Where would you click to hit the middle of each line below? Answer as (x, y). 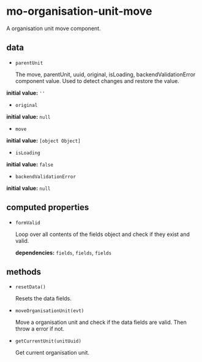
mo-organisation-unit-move (79, 11)
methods (24, 272)
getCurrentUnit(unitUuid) (48, 341)
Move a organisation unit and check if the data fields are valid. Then (101, 322)
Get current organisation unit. (52, 353)
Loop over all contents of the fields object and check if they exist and (102, 234)
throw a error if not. (40, 329)
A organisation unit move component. (54, 28)
